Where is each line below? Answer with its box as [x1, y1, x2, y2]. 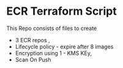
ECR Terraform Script [6, 4, 117, 18]
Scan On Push [15, 56, 51, 63]
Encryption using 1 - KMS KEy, [15, 49, 92, 56]
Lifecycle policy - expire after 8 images [15, 43, 114, 50]
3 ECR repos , [15, 36, 50, 43]
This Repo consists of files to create [6, 25, 97, 32]
